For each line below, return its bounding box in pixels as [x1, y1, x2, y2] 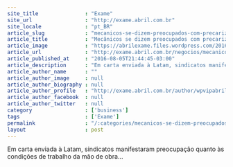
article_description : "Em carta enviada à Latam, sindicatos [7, 62, 207, 69]
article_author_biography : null [7, 81, 104, 88]
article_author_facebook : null [7, 94, 104, 101]
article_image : [7, 42, 89, 49]
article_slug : [7, 29, 89, 37]
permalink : [7, 119, 89, 127]
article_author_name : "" [7, 68, 98, 75]
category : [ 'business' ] [7, 107, 129, 114]
